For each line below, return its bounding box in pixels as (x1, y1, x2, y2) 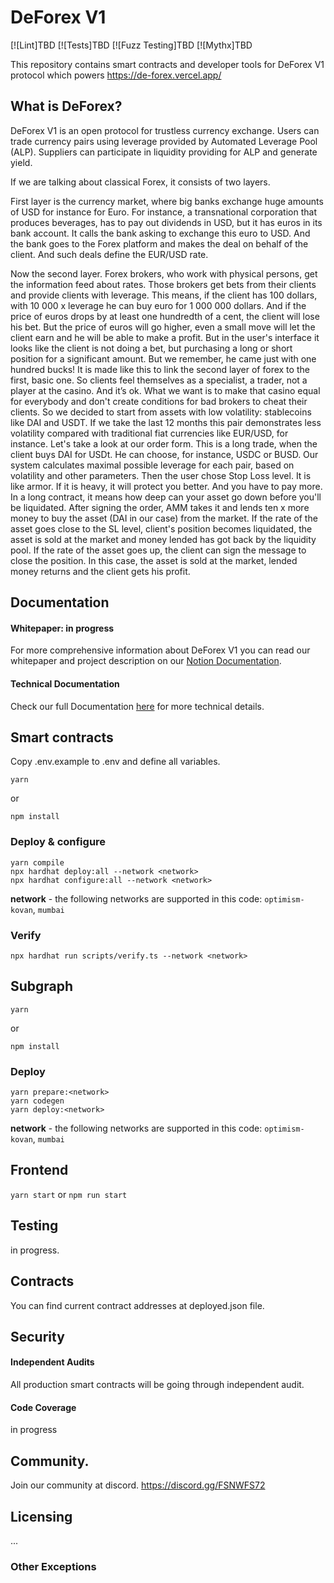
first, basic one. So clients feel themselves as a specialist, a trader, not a (10, 374, 308, 386)
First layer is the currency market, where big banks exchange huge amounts (10, 195, 324, 207)
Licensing (10, 1508, 73, 1525)
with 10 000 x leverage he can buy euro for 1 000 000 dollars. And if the (10, 299, 307, 311)
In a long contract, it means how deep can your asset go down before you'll (10, 491, 322, 503)
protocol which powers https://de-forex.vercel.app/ (10, 69, 222, 81)
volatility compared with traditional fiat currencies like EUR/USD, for (10, 427, 289, 439)
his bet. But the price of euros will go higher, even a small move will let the (10, 321, 316, 333)
